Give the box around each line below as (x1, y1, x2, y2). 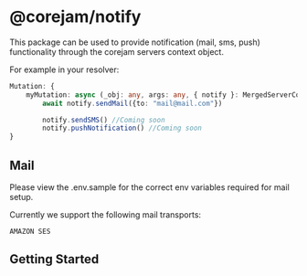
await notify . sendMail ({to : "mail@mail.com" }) (42, 99, 223, 108)
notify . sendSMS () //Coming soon (42, 115, 166, 124)
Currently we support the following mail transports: (9, 209, 202, 220)
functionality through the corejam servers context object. (9, 46, 224, 57)
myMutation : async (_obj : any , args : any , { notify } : (26, 90, 239, 100)
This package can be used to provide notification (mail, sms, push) (9, 37, 260, 48)
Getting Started (9, 251, 100, 267)
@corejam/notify (9, 6, 142, 27)
